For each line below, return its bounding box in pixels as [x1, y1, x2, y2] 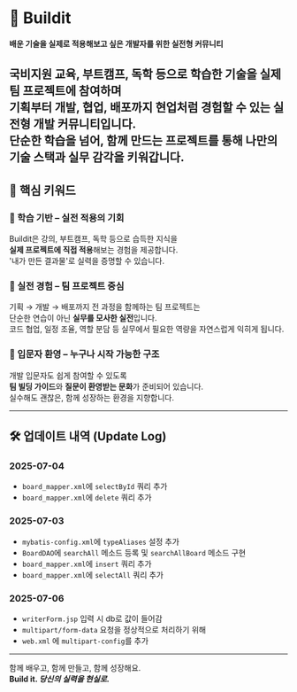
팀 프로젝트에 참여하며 [9, 83, 122, 98]
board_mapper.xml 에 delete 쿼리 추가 [21, 492, 152, 503]
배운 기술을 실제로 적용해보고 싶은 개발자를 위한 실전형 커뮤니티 [9, 38, 224, 49]
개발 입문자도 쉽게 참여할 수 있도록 [9, 369, 127, 380]
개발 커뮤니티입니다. [33, 117, 137, 132]
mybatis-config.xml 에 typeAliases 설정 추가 [21, 536, 179, 547]
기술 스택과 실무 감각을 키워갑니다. [9, 150, 185, 165]
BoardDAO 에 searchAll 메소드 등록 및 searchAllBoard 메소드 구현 [21, 547, 246, 557]
